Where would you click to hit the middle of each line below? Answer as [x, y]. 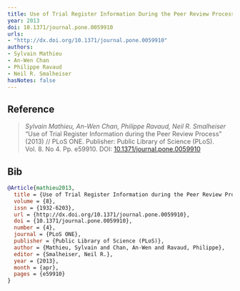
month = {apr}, [36, 267]
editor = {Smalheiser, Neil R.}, [64, 254]
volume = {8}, [35, 201]
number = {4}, [35, 228]
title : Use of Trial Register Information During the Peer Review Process [121, 14]
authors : [20, 47]
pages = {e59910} [40, 274]
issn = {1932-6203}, [44, 208]
